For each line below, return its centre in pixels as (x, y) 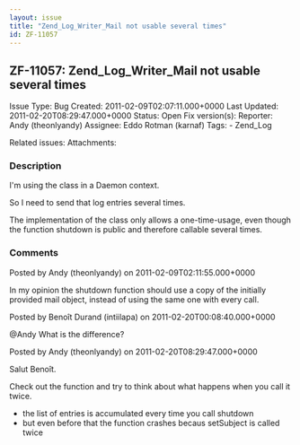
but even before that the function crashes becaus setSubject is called (151, 423)
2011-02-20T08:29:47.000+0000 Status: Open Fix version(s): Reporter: (141, 116)
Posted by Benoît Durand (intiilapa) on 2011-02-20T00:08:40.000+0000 (142, 317)
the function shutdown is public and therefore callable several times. (136, 230)
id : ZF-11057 (34, 34)
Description (35, 166)
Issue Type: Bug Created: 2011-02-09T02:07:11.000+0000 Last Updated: (144, 106)
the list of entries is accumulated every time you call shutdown (138, 413)
